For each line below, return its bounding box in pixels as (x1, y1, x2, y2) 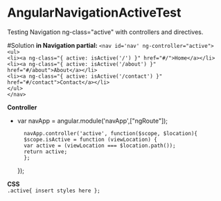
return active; (24, 148, 68, 155)
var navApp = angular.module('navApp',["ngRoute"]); (17, 116, 168, 125)
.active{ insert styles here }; (7, 187, 100, 194)
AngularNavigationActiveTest (7, 5, 182, 21)
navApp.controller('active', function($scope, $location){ (24, 130, 198, 137)
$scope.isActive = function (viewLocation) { (24, 136, 157, 143)
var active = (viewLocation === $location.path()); (24, 142, 176, 149)
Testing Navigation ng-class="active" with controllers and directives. (7, 28, 204, 36)
